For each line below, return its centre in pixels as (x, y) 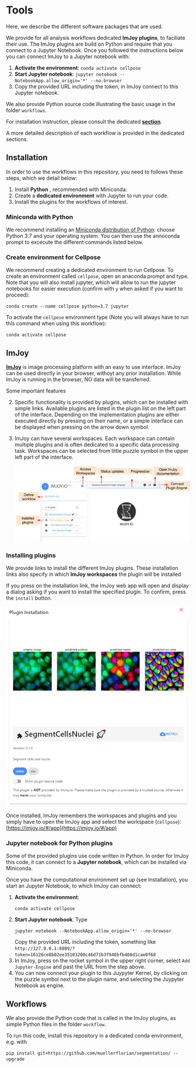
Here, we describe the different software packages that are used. (85, 26)
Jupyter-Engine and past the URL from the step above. (80, 967)
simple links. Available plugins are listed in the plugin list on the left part (100, 408)
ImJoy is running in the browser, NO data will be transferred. (78, 380)
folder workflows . (26, 110)
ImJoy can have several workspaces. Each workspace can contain (94, 439)
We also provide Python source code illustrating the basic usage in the (91, 104)
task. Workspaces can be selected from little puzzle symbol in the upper (101, 451)
